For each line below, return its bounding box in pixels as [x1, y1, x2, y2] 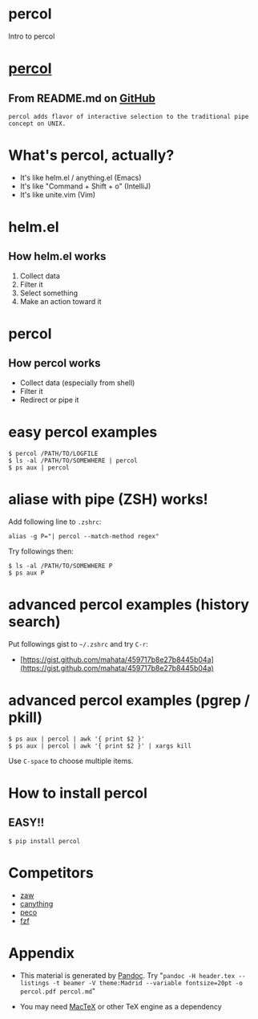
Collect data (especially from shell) [19, 378, 135, 388]
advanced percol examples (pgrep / [8, 691, 251, 709]
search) [8, 612, 62, 631]
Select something [19, 288, 79, 298]
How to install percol [8, 784, 148, 802]
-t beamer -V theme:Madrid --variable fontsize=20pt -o [52, 979, 243, 987]
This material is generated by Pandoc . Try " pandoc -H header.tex [19, 970, 236, 980]
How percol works [8, 356, 102, 370]
